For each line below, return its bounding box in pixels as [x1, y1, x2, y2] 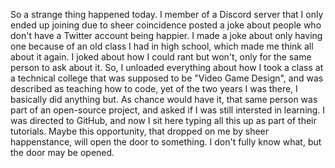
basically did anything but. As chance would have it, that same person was [10, 94, 318, 105]
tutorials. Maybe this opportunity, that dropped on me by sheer [10, 125, 270, 137]
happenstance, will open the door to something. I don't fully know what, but [10, 136, 322, 148]
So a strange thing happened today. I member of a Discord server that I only [10, 9, 324, 20]
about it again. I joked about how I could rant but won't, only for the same [10, 51, 312, 63]
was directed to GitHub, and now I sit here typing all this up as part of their [10, 115, 317, 126]
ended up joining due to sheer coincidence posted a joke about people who [10, 19, 322, 31]
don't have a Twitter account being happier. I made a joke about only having [10, 30, 323, 41]
